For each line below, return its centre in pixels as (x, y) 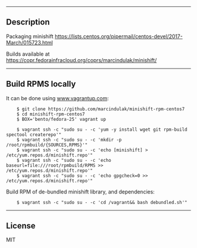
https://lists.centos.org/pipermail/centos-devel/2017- (119, 36)
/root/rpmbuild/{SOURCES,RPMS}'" (47, 145)
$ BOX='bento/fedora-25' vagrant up (62, 119)
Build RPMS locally (41, 84)
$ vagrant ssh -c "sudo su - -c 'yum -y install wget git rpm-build (102, 130)
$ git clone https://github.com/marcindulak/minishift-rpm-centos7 (101, 109)
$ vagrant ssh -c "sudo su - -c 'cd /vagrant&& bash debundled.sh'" (102, 202)
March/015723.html (30, 42)
